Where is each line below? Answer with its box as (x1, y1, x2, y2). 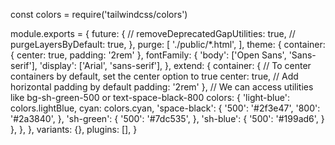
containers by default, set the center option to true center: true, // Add (10, 70, 299, 82)
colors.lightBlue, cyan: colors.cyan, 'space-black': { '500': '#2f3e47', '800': (10, 102, 321, 114)
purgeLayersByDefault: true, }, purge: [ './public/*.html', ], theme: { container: (10, 39, 326, 50)
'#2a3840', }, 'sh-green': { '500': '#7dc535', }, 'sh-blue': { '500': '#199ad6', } (10, 113, 325, 124)
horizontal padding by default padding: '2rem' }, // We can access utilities (10, 81, 314, 93)
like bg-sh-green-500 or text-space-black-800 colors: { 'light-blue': (10, 92, 290, 103)
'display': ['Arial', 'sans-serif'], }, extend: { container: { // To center (39, 60, 312, 71)
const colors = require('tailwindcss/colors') (10, 9, 188, 20)
